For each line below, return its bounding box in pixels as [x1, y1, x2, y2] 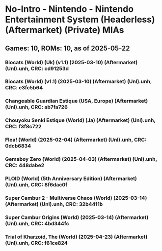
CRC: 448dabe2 [5, 162, 45, 169]
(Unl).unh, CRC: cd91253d [5, 65, 69, 72]
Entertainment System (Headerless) [5, 14, 156, 25]
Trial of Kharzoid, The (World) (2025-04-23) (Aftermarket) [5, 233, 148, 240]
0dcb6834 [5, 143, 31, 149]
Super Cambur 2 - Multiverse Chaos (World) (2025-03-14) [5, 194, 147, 201]
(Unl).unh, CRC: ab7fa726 [5, 104, 68, 110]
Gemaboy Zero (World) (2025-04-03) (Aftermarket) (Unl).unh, [5, 156, 157, 163]
